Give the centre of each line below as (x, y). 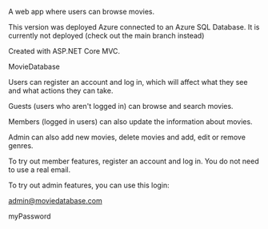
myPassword (30, 216)
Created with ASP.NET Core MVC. (64, 51)
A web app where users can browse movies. (82, 12)
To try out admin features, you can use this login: (89, 185)
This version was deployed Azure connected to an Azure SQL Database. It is (134, 27)
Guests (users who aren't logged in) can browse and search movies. (121, 106)
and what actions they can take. (61, 90)
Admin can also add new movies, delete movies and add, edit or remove (127, 137)
